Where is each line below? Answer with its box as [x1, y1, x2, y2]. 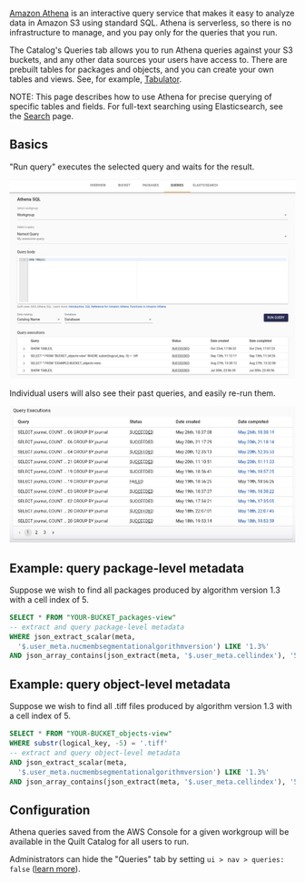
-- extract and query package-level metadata [9, 623, 184, 632]
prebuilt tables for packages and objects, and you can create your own [9, 64, 274, 75]
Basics [9, 137, 48, 153]
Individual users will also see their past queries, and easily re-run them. [9, 387, 276, 399]
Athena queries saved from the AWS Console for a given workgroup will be [9, 827, 290, 837]
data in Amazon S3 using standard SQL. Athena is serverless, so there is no [9, 17, 292, 28]
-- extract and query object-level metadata [9, 748, 181, 757]
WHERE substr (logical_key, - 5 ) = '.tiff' [9, 739, 169, 748]
